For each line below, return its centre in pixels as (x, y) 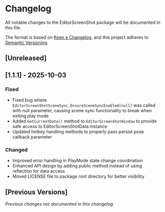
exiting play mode (30, 116)
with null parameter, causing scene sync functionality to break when (82, 111)
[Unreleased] (26, 58)
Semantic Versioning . (27, 42)
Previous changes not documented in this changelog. (60, 204)
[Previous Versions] (36, 192)
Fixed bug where (29, 100)
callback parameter (32, 137)
